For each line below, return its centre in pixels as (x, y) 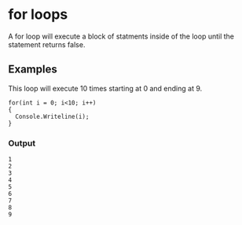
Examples (33, 70)
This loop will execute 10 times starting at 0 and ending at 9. (105, 88)
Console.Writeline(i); (52, 116)
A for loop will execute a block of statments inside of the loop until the (121, 36)
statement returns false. (47, 44)
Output (22, 143)
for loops (38, 15)
